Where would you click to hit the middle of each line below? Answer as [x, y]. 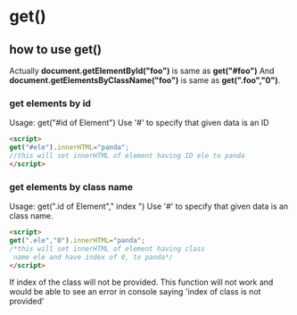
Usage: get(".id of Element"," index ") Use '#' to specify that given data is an [149, 206]
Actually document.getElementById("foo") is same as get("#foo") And [142, 70]
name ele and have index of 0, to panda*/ [93, 257]
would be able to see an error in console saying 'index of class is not [135, 292]
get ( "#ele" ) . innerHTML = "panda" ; [69, 148]
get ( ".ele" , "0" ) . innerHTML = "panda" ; [77, 240]
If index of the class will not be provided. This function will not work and [141, 282]
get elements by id [50, 103]
